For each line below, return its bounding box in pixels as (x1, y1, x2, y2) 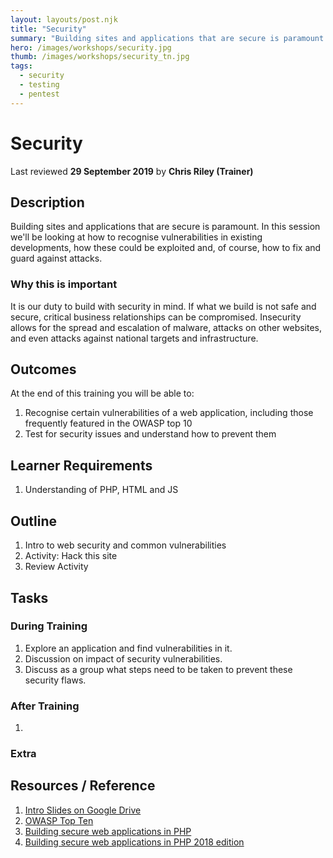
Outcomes (10, 361, 77, 378)
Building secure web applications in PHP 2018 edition (24, 836, 245, 848)
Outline (10, 512, 57, 530)
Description (10, 194, 85, 211)
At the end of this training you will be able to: (10, 387, 195, 400)
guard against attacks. (10, 252, 103, 265)
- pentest (19, 89, 60, 99)
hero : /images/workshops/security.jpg (10, 42, 172, 53)
